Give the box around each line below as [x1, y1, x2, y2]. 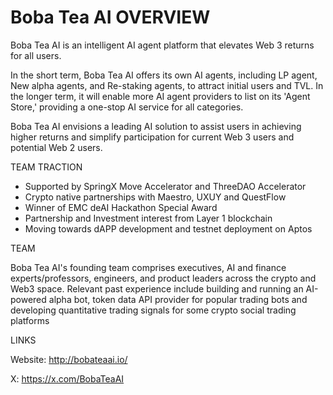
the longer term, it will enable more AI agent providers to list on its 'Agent [10, 90, 311, 102]
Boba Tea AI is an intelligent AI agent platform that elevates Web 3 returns [10, 39, 315, 51]
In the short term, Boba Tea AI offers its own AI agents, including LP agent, [10, 69, 318, 81]
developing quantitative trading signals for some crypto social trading [10, 304, 297, 316]
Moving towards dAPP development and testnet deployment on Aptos [24, 222, 313, 235]
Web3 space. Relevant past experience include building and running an [10, 282, 304, 295]
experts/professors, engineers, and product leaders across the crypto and [10, 272, 317, 284]
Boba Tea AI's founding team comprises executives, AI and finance [10, 261, 287, 273]
